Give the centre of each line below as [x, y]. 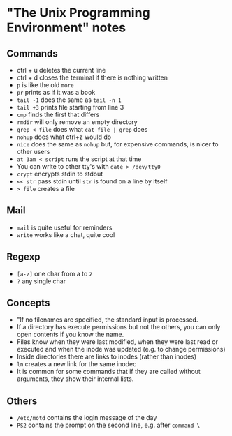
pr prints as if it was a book [56, 92]
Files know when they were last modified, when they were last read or [117, 342]
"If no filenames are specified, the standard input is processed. [107, 320]
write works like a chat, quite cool [66, 234]
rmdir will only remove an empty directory [77, 122]
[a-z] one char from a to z [55, 273]
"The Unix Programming [79, 13]
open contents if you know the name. [70, 334]
